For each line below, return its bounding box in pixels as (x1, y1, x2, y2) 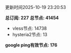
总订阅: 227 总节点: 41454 (5, 15, 59, 21)
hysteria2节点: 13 (12, 32, 48, 37)
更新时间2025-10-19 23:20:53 (5, 4, 66, 10)
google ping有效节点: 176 (5, 42, 58, 48)
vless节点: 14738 (12, 25, 47, 31)
